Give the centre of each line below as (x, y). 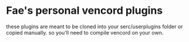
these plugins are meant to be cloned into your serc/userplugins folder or (95, 26)
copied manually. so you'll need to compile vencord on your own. (85, 32)
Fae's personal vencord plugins (85, 11)
